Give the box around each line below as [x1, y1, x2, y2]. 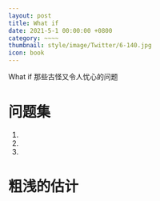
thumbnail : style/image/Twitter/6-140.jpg [8, 42, 152, 50]
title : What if [8, 19, 59, 27]
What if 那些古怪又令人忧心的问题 [8, 72, 118, 81]
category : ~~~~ [8, 34, 59, 42]
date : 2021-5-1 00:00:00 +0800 [8, 26, 113, 34]
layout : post [8, 11, 52, 20]
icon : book [8, 49, 45, 57]
